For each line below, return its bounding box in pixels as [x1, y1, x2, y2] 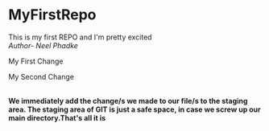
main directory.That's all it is [8, 113, 106, 122]
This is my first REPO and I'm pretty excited [8, 32, 152, 42]
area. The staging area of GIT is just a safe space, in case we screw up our [8, 104, 262, 114]
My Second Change [8, 72, 75, 81]
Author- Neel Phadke [8, 40, 79, 50]
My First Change [8, 56, 64, 66]
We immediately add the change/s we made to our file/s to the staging [8, 96, 248, 105]
